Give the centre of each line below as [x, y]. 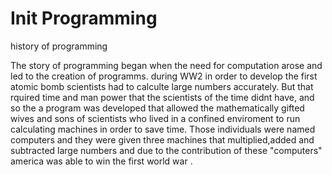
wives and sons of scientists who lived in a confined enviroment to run [155, 118]
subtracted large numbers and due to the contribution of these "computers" [166, 150]
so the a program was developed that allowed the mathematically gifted [157, 108]
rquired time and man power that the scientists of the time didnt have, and [162, 97]
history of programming [59, 46]
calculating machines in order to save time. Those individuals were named [163, 129]
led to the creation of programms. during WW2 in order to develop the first [164, 76]
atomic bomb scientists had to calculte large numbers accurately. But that [162, 86]
